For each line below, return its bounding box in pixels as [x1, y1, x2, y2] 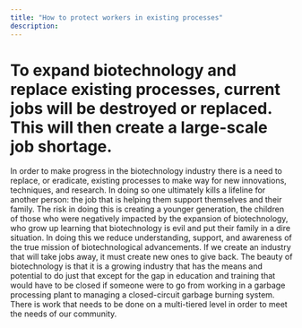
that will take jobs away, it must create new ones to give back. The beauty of [10, 252, 293, 263]
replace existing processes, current [10, 79, 281, 99]
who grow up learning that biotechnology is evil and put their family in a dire [10, 223, 290, 234]
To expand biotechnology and [10, 60, 237, 81]
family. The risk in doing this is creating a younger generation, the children [10, 203, 285, 215]
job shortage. [10, 136, 113, 157]
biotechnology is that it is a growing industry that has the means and [10, 261, 263, 272]
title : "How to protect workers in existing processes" [10, 13, 223, 22]
